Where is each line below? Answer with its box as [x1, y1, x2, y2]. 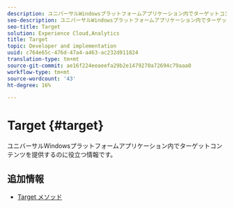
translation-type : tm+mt [7, 56, 79, 63]
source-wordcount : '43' [7, 75, 77, 82]
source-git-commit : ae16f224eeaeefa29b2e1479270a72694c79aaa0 [7, 62, 192, 69]
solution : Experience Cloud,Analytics [7, 29, 120, 37]
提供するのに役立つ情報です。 [31, 151, 117, 159]
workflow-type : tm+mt [7, 68, 70, 75]
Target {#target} [7, 118, 104, 133]
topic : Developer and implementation [7, 43, 117, 50]
